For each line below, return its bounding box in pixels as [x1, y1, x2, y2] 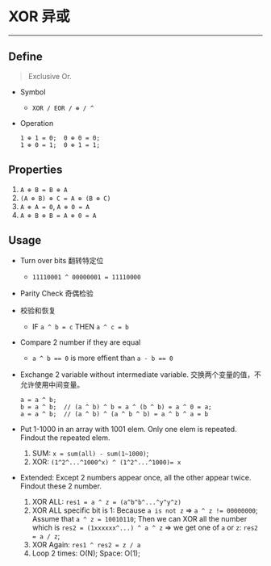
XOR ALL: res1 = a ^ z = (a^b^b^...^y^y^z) [31, 497, 181, 507]
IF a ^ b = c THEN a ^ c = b [31, 322, 129, 332]
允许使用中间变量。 [19, 380, 85, 390]
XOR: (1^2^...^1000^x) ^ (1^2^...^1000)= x [31, 457, 181, 467]
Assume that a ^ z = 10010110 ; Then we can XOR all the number [31, 514, 248, 524]
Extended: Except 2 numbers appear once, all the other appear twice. [19, 473, 252, 483]
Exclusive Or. [27, 71, 72, 81]
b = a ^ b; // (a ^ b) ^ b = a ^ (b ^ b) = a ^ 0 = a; [19, 403, 212, 412]
